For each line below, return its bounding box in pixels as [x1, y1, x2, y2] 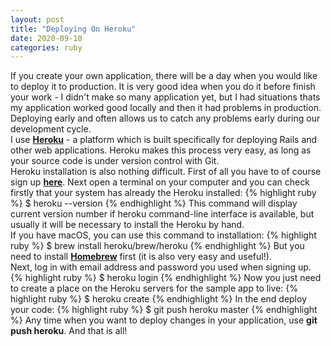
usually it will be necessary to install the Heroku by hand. [10, 219, 245, 231]
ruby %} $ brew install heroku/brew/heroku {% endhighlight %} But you [10, 240, 305, 252]
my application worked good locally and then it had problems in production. [10, 102, 322, 114]
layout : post [10, 14, 65, 25]
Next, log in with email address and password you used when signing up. [10, 261, 312, 273]
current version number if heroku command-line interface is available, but [10, 208, 315, 220]
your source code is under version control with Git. [10, 155, 220, 167]
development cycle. [10, 123, 92, 135]
